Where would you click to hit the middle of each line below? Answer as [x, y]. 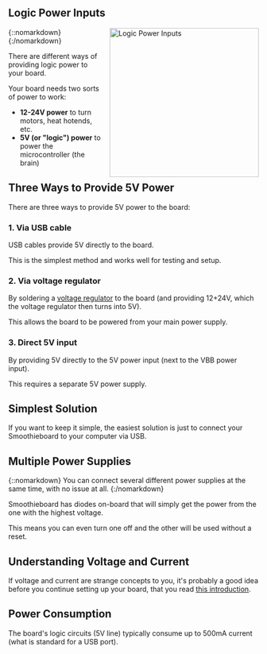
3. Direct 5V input [43, 342]
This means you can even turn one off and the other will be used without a [130, 528]
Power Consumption [60, 614]
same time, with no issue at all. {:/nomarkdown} [86, 489]
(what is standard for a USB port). [63, 641]
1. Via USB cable [40, 227]
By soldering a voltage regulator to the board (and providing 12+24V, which [131, 298]
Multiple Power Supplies [70, 461]
